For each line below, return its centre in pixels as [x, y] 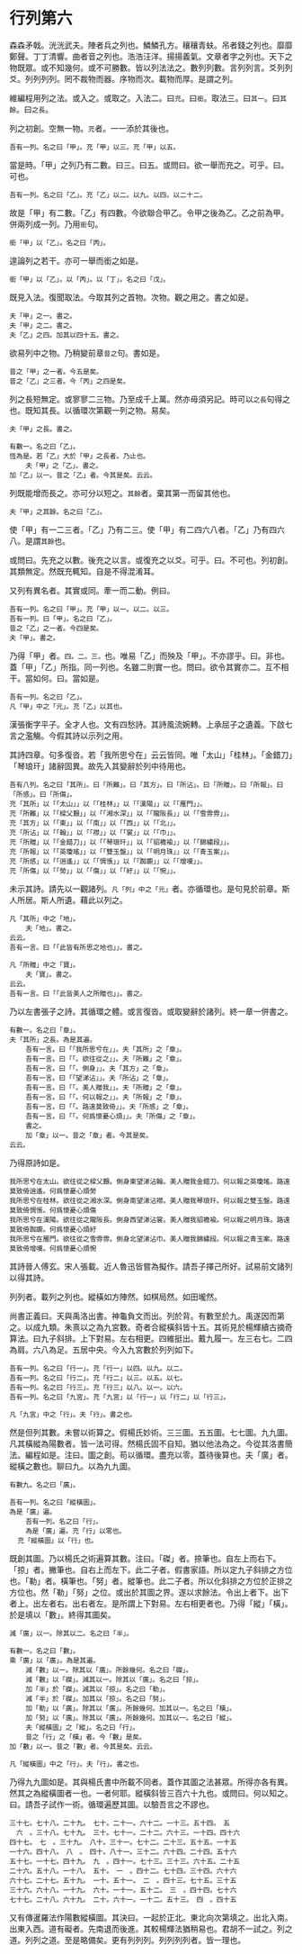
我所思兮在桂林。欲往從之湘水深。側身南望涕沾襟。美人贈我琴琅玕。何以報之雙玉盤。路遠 [150, 1200]
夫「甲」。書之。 [35, 638]
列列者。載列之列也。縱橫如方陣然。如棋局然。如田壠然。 [115, 1297]
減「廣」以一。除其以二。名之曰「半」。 [71, 1633]
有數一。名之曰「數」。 [44, 1651]
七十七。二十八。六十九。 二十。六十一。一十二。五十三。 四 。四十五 [123, 1900]
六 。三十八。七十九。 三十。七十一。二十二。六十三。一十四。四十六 [128, 1832]
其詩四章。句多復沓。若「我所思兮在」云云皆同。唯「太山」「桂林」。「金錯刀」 [151, 755]
